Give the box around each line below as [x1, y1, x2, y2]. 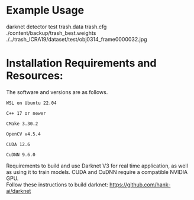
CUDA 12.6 [6, 141, 31, 147]
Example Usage [6, 4, 85, 17]
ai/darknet [6, 187, 31, 194]
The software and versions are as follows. [6, 88, 108, 95]
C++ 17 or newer [6, 110, 46, 116]
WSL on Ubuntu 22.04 [6, 100, 57, 106]
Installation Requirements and [6, 57, 157, 70]
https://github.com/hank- [109, 181, 171, 188]
